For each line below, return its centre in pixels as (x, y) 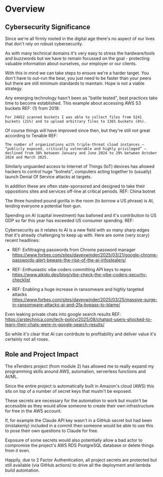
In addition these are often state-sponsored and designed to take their (75, 186)
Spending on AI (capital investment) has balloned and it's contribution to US (81, 215)
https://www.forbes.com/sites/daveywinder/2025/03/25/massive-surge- (85, 300)
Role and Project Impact (42, 355)
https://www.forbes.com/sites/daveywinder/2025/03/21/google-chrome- (85, 255)
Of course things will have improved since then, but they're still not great (78, 130)
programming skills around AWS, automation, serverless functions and (75, 371)
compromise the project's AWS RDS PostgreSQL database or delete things (80, 445)
